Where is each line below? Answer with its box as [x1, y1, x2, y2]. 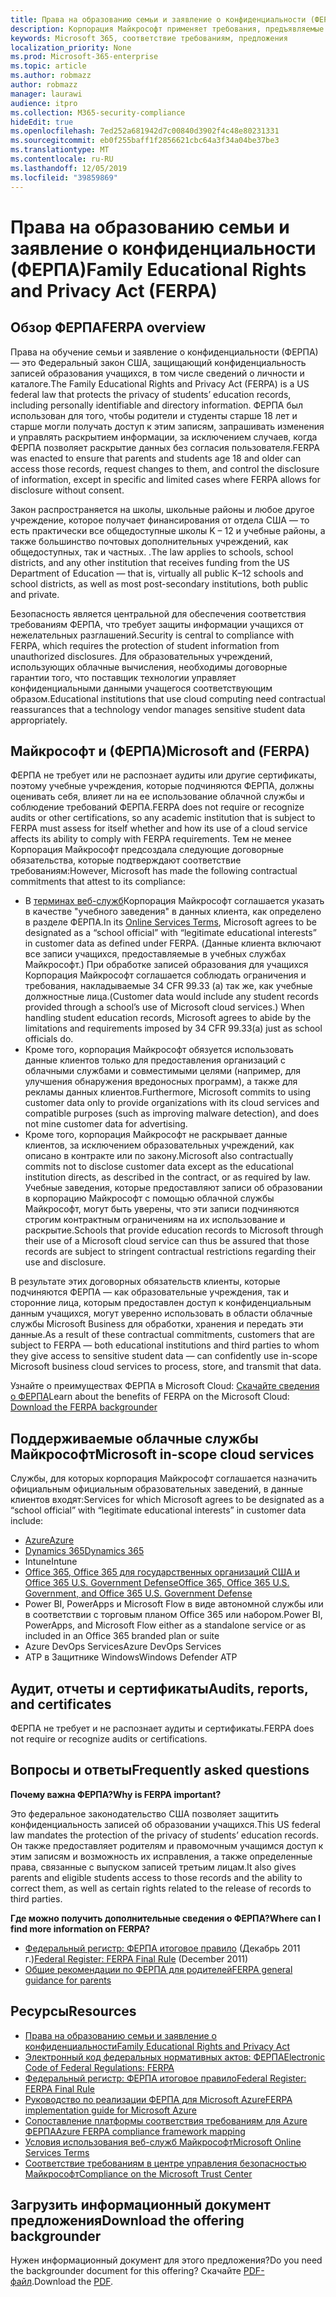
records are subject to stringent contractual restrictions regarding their [24, 1246, 317, 1258]
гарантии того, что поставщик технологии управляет [10, 671, 237, 683]
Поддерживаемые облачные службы [10, 1430, 259, 1447]
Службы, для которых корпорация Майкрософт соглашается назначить [10, 1472, 318, 1485]
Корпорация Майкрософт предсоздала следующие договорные [10, 844, 285, 856]
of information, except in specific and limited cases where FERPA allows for [10, 473, 321, 485]
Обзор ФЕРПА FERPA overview [10, 319, 207, 336]
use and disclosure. [24, 1256, 107, 1268]
